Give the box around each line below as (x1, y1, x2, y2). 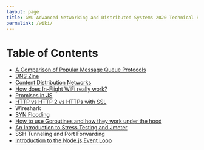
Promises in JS (15, 92, 53, 99)
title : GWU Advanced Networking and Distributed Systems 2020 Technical (6, 15, 194, 21)
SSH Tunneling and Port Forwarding (15, 131, 105, 138)
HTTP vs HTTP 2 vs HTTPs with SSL (15, 98, 107, 106)
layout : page (6, 8, 39, 15)
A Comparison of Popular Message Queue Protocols (15, 66, 146, 73)
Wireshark (15, 105, 41, 112)
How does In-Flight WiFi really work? (15, 85, 107, 93)
